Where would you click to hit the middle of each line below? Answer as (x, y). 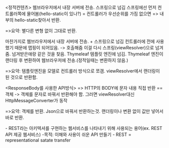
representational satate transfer (38, 140)
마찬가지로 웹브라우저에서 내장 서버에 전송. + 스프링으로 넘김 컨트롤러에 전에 (80, 41)
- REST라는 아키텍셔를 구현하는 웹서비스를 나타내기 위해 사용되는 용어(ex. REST (84, 128)
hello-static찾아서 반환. (38, 20)
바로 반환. (15, 118)
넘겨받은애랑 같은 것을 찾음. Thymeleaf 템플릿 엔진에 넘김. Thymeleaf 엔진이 (88, 54)
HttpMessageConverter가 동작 (36, 100)
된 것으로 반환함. (21, 77)
